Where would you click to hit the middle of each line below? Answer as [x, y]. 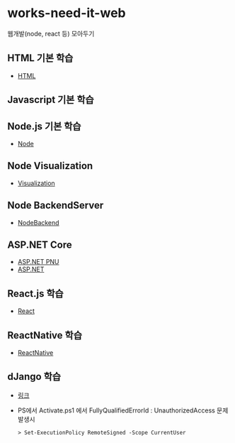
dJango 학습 [34, 377]
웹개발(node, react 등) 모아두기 [51, 33]
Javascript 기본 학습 [51, 100]
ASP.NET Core [40, 245]
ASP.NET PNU [38, 262]
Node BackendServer [56, 206]
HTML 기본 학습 [40, 58]
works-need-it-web [67, 13]
